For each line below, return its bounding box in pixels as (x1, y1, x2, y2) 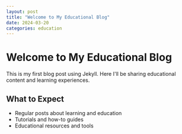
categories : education (6, 25, 62, 31)
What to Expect (6, 94, 64, 104)
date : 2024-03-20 (6, 20, 49, 25)
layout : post (6, 8, 39, 15)
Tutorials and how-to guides (14, 116, 84, 123)
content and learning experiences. (6, 76, 90, 84)
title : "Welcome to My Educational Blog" (6, 14, 110, 20)
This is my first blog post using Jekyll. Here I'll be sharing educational (6, 71, 176, 78)
